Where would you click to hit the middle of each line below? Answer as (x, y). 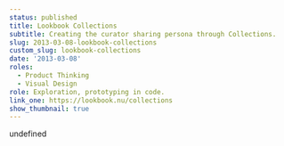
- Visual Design (47, 84)
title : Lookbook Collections (63, 26)
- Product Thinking (53, 76)
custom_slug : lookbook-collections (75, 51)
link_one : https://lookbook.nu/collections (91, 100)
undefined (28, 134)
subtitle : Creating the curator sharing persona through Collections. (143, 34)
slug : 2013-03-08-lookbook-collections (83, 42)
